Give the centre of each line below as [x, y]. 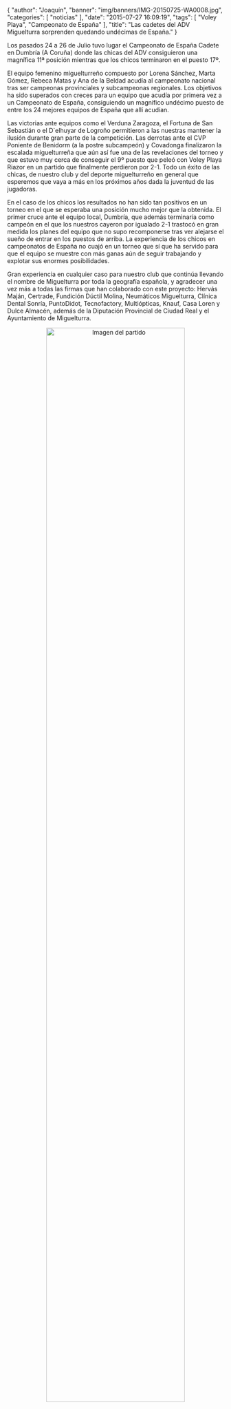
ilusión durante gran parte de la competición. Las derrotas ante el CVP [107, 138]
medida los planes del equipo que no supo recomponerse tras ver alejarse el [115, 231]
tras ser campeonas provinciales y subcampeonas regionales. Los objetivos [114, 88]
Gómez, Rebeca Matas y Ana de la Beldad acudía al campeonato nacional [111, 81]
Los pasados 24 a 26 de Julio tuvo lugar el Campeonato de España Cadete [113, 45]
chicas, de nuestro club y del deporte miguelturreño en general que [103, 174]
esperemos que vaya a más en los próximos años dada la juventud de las [111, 181]
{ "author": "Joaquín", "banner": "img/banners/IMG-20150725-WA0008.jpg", [115, 10]
